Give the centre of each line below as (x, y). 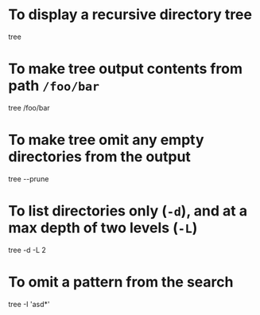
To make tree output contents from (125, 69)
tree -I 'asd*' (29, 304)
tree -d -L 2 (27, 250)
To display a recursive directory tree (130, 15)
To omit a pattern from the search (121, 282)
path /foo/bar (54, 86)
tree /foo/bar (29, 107)
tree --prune (29, 179)
